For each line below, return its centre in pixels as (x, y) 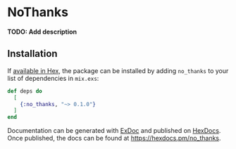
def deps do (25, 91)
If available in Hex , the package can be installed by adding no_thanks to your (118, 70)
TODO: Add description (42, 32)
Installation (32, 54)
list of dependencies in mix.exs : (53, 78)
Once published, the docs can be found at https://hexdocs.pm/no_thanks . (114, 138)
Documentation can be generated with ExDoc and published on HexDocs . (114, 131)
